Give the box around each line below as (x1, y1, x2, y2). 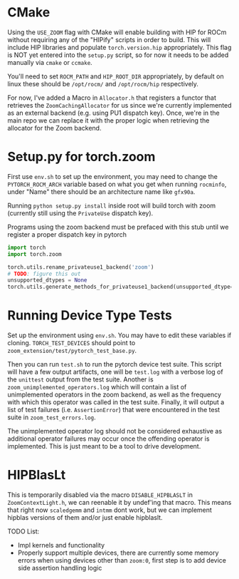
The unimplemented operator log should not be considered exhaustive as (7, 427, 223, 436)
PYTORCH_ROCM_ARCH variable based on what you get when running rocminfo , (7, 180, 227, 188)
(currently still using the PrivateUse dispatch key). (7, 208, 154, 217)
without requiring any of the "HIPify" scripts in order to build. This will (7, 35, 211, 43)
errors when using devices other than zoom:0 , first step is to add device (17, 556, 226, 564)
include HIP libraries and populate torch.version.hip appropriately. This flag (7, 43, 232, 51)
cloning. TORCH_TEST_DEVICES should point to (7, 339, 136, 347)
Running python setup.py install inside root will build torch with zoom (7, 201, 216, 210)
